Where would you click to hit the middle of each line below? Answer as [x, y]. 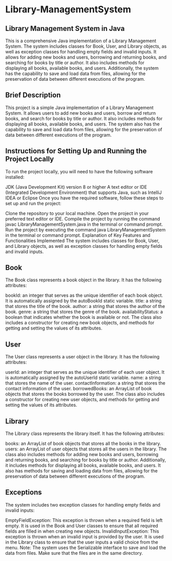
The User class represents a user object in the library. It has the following [82, 357]
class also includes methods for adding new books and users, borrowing [82, 455]
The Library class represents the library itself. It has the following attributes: [85, 433]
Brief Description [33, 95]
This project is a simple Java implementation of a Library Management [79, 107]
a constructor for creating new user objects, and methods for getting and [82, 400]
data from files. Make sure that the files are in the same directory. [74, 553]
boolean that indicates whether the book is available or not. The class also [83, 317]
